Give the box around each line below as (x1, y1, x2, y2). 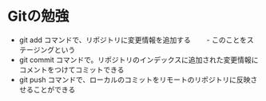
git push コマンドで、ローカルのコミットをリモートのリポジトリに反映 (18, 75, 251, 84)
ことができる (33, 84, 76, 94)
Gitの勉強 (7, 7, 69, 25)
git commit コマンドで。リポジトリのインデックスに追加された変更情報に (18, 55, 259, 64)
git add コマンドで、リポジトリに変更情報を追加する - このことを (18, 35, 247, 45)
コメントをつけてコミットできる (18, 64, 125, 74)
